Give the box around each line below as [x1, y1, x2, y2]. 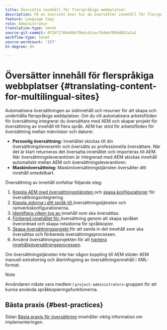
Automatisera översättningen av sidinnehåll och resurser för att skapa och [5, 107, 157, 113]
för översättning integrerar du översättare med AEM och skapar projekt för [5, 118, 158, 124]
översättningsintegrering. [12, 194, 65, 200]
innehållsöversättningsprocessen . [12, 242, 82, 248]
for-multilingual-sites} [5, 91, 100, 102]
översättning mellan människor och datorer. [5, 129, 94, 134]
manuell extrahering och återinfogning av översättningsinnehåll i [5, 257, 137, 263]
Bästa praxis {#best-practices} [5, 301, 103, 309]
